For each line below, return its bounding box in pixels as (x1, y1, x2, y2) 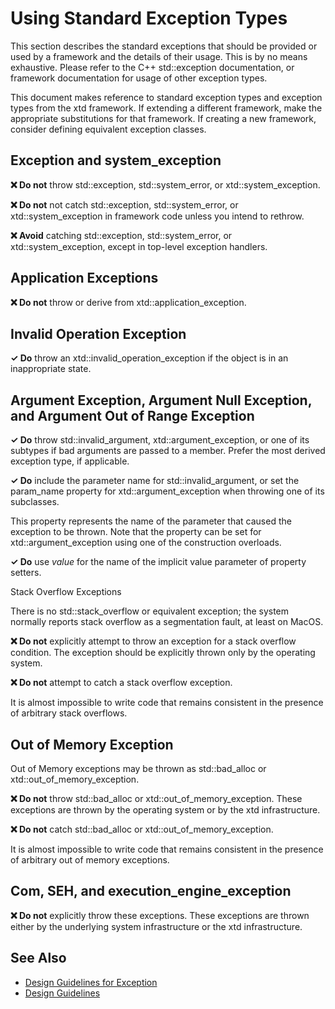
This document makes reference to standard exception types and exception (10, 91, 323, 103)
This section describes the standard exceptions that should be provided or (10, 40, 318, 52)
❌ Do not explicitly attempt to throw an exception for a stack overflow (10, 635, 297, 647)
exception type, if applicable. (10, 455, 130, 467)
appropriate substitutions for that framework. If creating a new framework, (10, 112, 317, 124)
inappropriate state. (10, 363, 92, 375)
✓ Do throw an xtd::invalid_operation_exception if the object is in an (10, 352, 289, 364)
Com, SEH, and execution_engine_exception (10, 883, 292, 900)
